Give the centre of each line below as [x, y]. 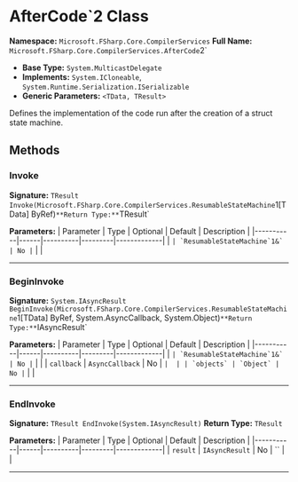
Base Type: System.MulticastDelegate [92, 67]
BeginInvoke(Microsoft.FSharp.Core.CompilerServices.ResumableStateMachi [149, 309]
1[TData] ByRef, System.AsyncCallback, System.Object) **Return [135, 318]
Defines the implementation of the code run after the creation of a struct [141, 113]
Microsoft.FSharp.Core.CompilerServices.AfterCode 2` [108, 50]
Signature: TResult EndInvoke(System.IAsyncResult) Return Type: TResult [146, 423]
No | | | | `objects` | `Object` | [213, 363]
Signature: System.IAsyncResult [68, 300]
